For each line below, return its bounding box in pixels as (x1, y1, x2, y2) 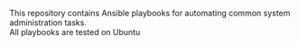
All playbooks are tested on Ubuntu (9, 27, 141, 37)
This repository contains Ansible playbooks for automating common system (9, 8, 291, 18)
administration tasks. (9, 17, 88, 28)
